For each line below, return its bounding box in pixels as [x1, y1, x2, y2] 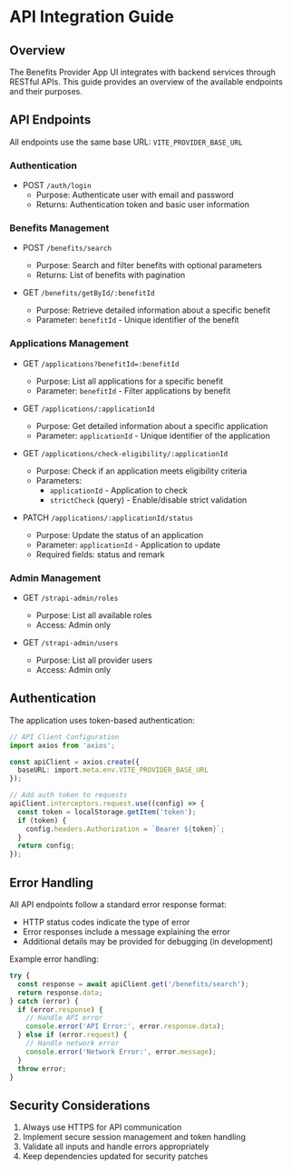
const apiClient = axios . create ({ [9, 757, 141, 766]
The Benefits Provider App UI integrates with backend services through [9, 66, 277, 77]
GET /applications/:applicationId [22, 403, 156, 414]
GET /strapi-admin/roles [22, 593, 119, 603]
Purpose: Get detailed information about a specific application [35, 420, 268, 431]
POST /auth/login [22, 180, 92, 191]
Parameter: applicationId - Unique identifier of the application [35, 430, 270, 441]
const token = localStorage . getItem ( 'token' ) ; [17, 807, 197, 816]
